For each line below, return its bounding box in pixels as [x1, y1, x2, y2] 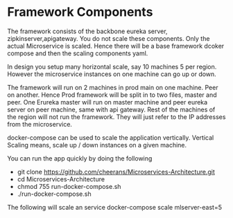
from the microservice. [7, 120, 73, 128]
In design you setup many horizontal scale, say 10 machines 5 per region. [7, 62, 217, 71]
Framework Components [7, 4, 153, 20]
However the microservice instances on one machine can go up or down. [7, 70, 216, 78]
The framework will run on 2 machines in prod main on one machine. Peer [7, 83, 218, 91]
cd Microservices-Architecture [17, 174, 105, 183]
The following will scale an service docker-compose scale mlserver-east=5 [7, 203, 223, 211]
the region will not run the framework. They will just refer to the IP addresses [7, 112, 226, 121]
